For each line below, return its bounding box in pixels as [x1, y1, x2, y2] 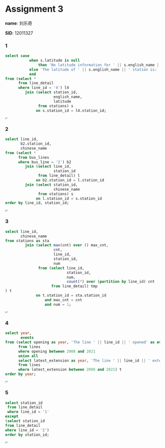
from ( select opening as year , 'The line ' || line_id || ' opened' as [5, 340, 155, 345]
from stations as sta [5, 238, 50, 243]
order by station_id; [5, 432, 50, 437]
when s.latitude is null [29, 58, 80, 63]
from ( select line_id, [38, 266, 84, 271]
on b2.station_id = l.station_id [36, 178, 105, 183]
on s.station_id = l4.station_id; [36, 108, 107, 113]
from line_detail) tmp [51, 284, 98, 289]
